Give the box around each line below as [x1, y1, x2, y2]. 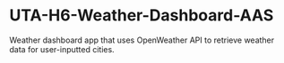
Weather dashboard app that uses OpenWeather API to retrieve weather [9, 35, 275, 45]
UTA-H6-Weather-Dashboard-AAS [9, 5, 274, 26]
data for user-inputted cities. [9, 43, 115, 54]
